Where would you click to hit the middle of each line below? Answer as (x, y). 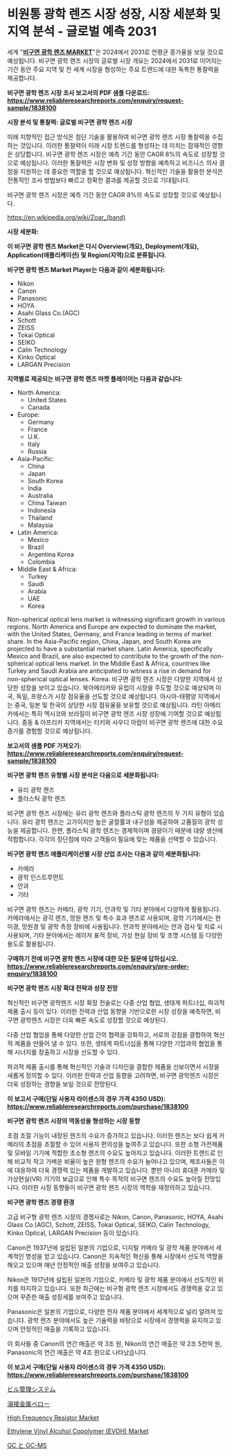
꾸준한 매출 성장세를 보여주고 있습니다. (72, 1297)
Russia (37, 451)
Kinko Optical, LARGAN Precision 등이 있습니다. (74, 1232)
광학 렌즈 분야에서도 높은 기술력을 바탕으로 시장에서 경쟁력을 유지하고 (121, 1320)
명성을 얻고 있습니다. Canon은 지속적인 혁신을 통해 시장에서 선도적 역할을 (124, 1256)
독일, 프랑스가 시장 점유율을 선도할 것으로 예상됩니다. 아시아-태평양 (106, 696)
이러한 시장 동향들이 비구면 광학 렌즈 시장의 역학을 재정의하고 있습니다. (117, 1187)
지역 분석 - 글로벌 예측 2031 (82, 32)
